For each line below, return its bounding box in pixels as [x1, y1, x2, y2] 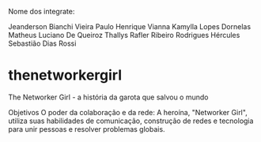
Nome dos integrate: [8, 7, 75, 16]
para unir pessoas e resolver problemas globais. [8, 124, 165, 133]
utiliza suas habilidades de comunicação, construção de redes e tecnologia [8, 116, 254, 125]
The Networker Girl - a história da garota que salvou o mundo [8, 92, 209, 102]
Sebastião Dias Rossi [8, 39, 77, 48]
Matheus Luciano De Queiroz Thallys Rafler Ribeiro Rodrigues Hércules [8, 31, 240, 39]
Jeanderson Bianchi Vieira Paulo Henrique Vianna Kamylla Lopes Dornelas [8, 22, 252, 31]
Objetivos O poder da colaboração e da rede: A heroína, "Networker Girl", [8, 107, 248, 117]
